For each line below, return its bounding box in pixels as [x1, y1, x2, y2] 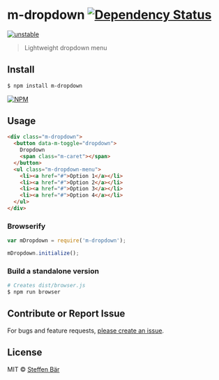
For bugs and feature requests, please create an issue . [7, 326, 165, 335]
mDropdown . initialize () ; [7, 250, 80, 257]
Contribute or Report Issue [7, 307, 126, 320]
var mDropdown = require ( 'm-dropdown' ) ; [7, 237, 127, 244]
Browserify [7, 221, 46, 231]
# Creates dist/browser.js [7, 282, 86, 289]
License [7, 347, 43, 358]
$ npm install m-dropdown [7, 82, 82, 89]
